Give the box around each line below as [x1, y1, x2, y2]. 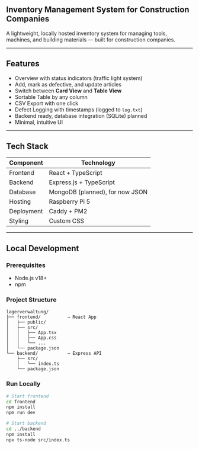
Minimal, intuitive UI [14, 118, 63, 126]
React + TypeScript [49, 169, 102, 177]
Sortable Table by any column [14, 93, 88, 100]
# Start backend [6, 421, 46, 426]
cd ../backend [6, 426, 41, 432]
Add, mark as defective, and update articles [14, 81, 122, 88]
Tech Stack [6, 142, 49, 152]
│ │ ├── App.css [6, 335, 57, 341]
